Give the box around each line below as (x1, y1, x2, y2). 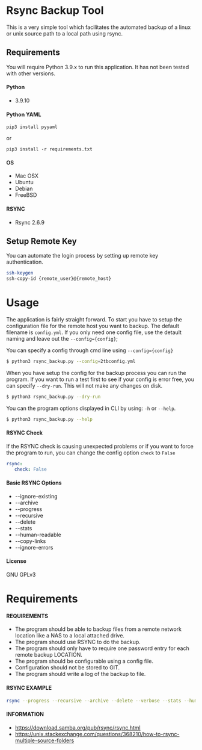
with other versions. (6, 70, 56, 77)
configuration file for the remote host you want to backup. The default (6, 323, 179, 330)
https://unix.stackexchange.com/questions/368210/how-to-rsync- (14, 730, 180, 737)
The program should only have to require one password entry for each (14, 645, 189, 652)
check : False (14, 466, 47, 473)
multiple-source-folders (14, 737, 75, 744)
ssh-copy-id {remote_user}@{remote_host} (6, 276, 112, 282)
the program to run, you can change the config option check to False (6, 449, 176, 456)
